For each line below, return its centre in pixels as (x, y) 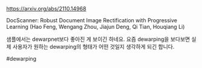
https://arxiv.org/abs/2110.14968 (46, 9)
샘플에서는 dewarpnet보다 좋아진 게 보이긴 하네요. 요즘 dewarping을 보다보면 (98, 39)
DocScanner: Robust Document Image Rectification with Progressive (92, 20)
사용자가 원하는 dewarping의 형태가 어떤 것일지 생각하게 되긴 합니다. (93, 47)
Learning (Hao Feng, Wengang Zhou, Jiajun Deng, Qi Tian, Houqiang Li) (96, 27)
